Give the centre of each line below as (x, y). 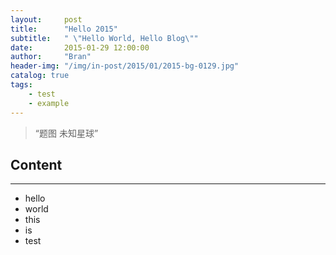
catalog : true (40, 76)
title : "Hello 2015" (64, 29)
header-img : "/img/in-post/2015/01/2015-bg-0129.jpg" (125, 66)
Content (36, 164)
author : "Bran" (51, 57)
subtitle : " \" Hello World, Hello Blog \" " (104, 38)
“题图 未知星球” (66, 133)
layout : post (46, 19)
